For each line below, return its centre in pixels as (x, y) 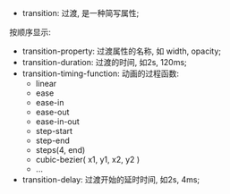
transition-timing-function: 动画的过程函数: (100, 73)
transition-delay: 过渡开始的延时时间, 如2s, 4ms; (111, 180)
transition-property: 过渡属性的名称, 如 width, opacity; (122, 51)
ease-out (52, 112)
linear (46, 84)
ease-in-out (58, 122)
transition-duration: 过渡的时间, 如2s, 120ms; (105, 62)
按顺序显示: (30, 32)
